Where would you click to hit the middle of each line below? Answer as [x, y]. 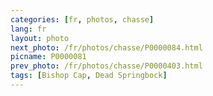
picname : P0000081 [48, 57]
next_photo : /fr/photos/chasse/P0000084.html [106, 47]
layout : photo [40, 38]
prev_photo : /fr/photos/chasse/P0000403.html [106, 66]
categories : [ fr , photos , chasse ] [82, 19]
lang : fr [28, 29]
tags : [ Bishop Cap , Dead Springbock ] [89, 76]
